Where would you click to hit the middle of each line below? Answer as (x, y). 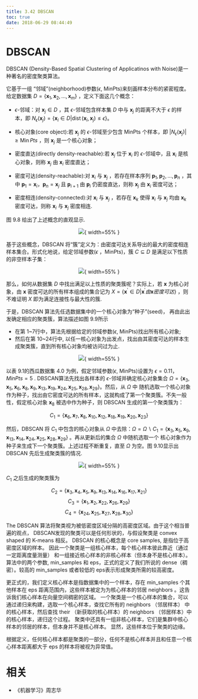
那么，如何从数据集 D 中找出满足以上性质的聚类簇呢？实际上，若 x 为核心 (95, 284)
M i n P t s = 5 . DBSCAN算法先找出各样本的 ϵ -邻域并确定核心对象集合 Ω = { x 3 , (98, 379)
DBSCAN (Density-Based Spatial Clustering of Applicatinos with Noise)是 (95, 69)
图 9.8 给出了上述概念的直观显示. (46, 220)
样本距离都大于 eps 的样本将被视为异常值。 (63, 646)
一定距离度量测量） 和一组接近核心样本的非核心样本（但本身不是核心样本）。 (98, 555)
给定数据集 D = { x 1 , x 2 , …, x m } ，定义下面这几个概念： (71, 97)
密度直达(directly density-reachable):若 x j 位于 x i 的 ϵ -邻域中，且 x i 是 (99, 154)
